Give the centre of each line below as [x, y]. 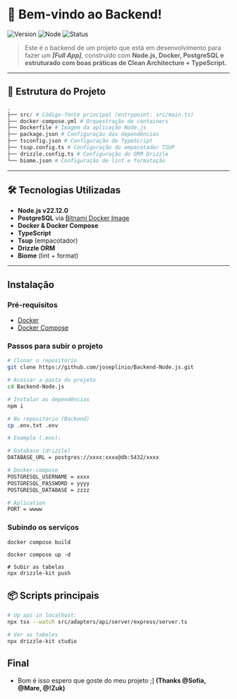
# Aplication [26, 503]
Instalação [31, 285]
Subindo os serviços [43, 528]
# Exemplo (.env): [34, 438]
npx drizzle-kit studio [42, 642]
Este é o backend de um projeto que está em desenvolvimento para [123, 47]
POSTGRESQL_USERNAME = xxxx [49, 477]
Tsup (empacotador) [48, 241]
